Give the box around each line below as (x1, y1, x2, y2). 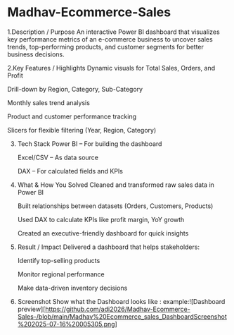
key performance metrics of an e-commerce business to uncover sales (7, 35, 213, 43)
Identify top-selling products (17, 256, 100, 264)
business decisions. (7, 50, 65, 59)
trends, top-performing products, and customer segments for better (7, 42, 204, 51)
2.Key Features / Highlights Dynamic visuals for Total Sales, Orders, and (7, 63, 216, 72)
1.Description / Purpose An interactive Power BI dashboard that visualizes (7, 28, 220, 36)
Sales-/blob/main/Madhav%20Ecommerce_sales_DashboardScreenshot (17, 312, 227, 321)
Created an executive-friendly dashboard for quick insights (17, 229, 189, 237)
